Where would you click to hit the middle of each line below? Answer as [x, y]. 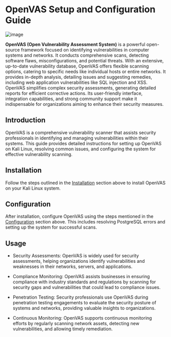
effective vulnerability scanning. [39, 154]
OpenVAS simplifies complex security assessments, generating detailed [81, 87]
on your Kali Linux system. [33, 188]
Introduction [26, 120]
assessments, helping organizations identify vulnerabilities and [79, 261]
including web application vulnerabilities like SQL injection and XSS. [77, 82]
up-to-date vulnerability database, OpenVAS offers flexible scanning [77, 66]
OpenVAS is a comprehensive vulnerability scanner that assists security [81, 132]
